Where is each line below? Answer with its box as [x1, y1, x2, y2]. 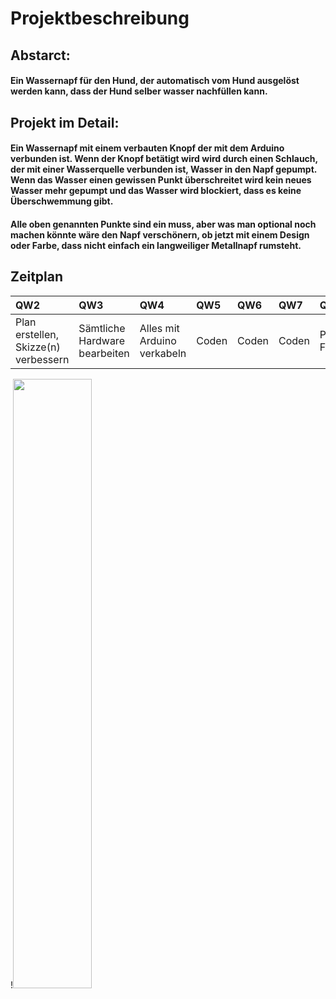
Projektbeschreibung [10, 7, 190, 30]
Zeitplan [10, 268, 64, 286]
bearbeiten [78, 346, 130, 360]
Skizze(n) [15, 340, 61, 354]
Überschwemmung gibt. [10, 195, 114, 207]
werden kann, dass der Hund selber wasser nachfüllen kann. [10, 85, 268, 97]
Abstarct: [10, 47, 71, 64]
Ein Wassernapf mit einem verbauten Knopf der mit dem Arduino [10, 142, 285, 154]
